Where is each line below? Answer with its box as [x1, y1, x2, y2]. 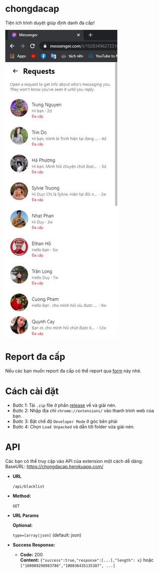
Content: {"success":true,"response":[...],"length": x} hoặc [20, 557, 154, 563]
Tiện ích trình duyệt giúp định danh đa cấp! [5, 20, 95, 26]
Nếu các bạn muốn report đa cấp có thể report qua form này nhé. [5, 367, 142, 374]
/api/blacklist [12, 484, 45, 489]
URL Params [12, 512, 39, 518]
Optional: [12, 522, 33, 528]
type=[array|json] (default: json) [12, 532, 82, 538]
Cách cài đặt [5, 386, 59, 397]
